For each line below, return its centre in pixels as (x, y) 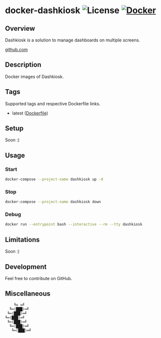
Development (26, 267)
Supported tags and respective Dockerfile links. (53, 103)
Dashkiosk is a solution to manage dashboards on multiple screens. (72, 40)
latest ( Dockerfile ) (30, 113)
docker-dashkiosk (43, 10)
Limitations (22, 239)
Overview (20, 28)
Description (23, 65)
